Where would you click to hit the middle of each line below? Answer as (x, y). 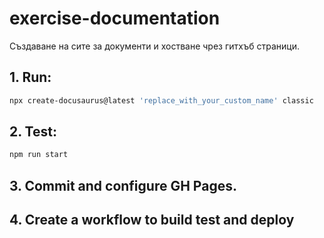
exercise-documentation (115, 18)
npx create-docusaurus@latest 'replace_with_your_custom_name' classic (161, 100)
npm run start (39, 155)
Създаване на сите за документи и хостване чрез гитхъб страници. (154, 46)
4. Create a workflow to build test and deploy (152, 220)
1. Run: (30, 77)
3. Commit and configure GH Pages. (123, 185)
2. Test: (33, 132)
